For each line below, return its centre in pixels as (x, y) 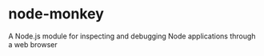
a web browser (33, 44)
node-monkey (56, 14)
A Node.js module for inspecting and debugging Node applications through (132, 36)
